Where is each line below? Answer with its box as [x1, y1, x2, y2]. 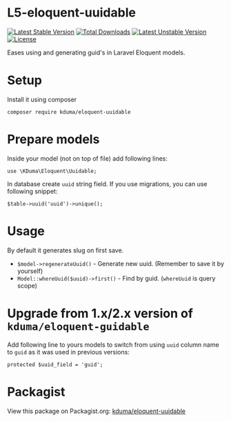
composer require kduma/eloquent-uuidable [7, 108, 131, 115]
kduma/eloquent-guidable [7, 320, 150, 333]
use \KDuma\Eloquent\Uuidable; [7, 168, 97, 174]
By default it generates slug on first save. [7, 246, 124, 254]
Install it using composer [7, 95, 77, 103]
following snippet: [7, 187, 58, 195]
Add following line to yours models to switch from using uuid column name [7, 340, 219, 349]
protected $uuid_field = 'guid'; [7, 361, 103, 368]
